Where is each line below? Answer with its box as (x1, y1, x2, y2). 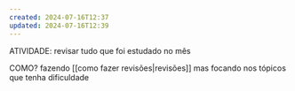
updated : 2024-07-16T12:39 (9, 21, 109, 30)
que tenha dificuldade (9, 72, 90, 82)
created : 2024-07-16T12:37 (9, 12, 109, 22)
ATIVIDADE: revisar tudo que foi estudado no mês (9, 45, 191, 56)
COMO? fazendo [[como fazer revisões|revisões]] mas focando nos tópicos (9, 63, 287, 73)
